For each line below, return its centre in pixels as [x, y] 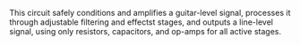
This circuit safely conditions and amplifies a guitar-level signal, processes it [150, 13]
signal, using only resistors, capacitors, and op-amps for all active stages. [146, 31]
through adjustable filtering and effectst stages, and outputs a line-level [141, 22]
